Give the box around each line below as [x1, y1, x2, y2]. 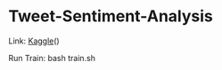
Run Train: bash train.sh [8, 52, 95, 63]
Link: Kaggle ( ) [8, 35, 60, 46]
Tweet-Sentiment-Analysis [8, 6, 213, 27]
